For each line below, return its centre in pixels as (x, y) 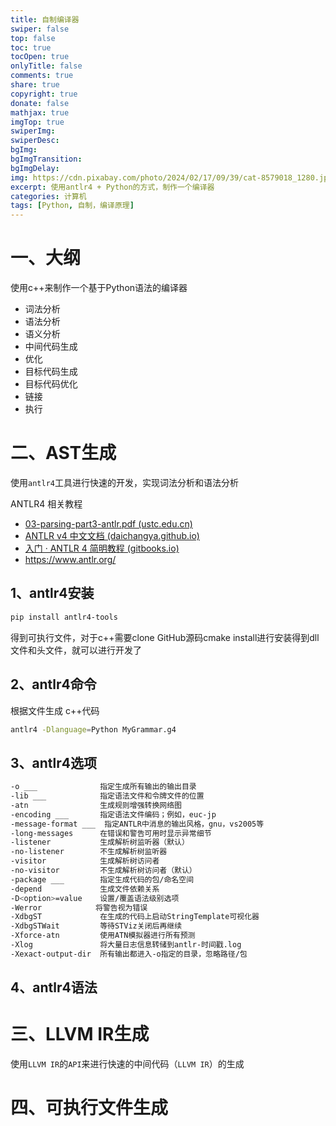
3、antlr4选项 (54, 762)
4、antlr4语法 (54, 987)
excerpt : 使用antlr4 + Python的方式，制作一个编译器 (112, 187)
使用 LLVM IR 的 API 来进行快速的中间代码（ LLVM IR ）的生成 (127, 1064)
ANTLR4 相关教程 (46, 504)
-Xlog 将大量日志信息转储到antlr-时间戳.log (126, 945)
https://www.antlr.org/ (70, 559)
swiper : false (40, 29)
